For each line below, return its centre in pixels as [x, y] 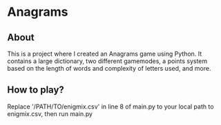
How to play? [36, 90]
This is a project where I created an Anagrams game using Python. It [105, 54]
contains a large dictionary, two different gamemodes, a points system [107, 61]
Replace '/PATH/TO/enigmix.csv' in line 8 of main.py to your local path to [110, 106]
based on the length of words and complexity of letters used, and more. [109, 68]
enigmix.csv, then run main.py [50, 113]
